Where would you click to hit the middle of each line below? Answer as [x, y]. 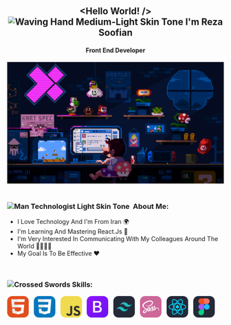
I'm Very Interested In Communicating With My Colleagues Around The [118, 239]
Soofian [115, 33]
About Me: [151, 207]
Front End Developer [115, 50]
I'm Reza [204, 22]
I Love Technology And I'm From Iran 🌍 [73, 222]
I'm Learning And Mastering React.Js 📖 [73, 232]
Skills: [82, 284]
